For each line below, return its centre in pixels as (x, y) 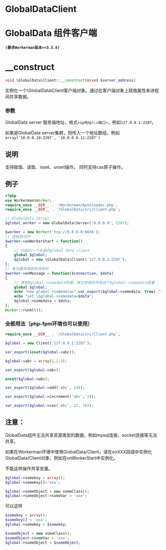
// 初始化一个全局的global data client (52, 251)
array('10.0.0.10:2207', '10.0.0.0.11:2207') (53, 138)
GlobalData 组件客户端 (51, 33)
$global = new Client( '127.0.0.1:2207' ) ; (48, 343)
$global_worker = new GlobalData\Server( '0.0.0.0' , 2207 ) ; (67, 223)
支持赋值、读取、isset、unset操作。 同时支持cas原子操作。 (65, 167)
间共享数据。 (18, 96)
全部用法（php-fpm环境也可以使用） (49, 324)
